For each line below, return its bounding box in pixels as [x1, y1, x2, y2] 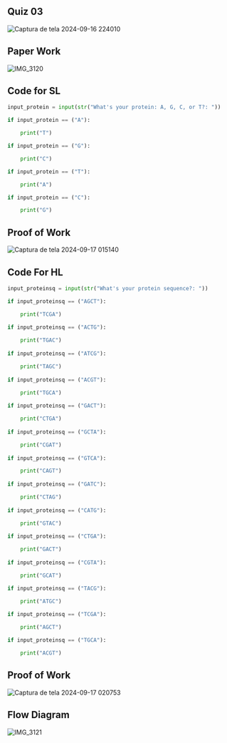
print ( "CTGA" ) [20, 415, 62, 423]
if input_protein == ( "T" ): [7, 168, 91, 175]
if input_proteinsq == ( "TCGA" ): [7, 611, 107, 618]
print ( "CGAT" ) [20, 441, 62, 449]
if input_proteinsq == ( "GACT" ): [7, 402, 107, 409]
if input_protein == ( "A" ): [7, 117, 91, 124]
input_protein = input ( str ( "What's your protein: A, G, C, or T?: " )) [7, 103, 221, 111]
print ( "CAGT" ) [20, 467, 62, 475]
